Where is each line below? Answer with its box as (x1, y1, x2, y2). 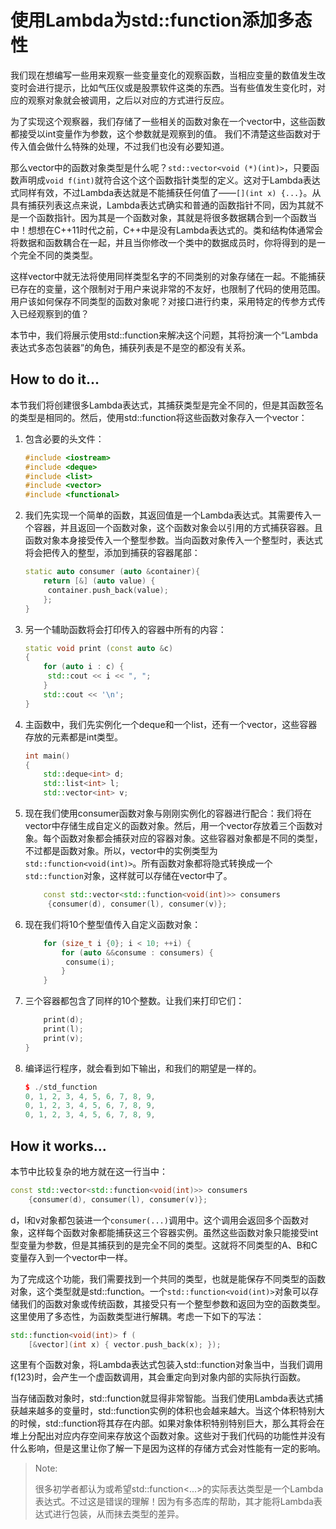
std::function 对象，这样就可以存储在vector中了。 (24, 870, 233, 881)
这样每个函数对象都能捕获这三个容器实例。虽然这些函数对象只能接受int (27, 1226, 319, 1238)
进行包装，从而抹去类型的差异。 (52, 1508, 185, 1520)
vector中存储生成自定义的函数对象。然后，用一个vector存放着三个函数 (24, 820, 315, 831)
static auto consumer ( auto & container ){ (24, 567, 201, 577)
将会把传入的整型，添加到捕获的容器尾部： (24, 547, 201, 559)
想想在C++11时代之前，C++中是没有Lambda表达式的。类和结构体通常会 (27, 224, 323, 236)
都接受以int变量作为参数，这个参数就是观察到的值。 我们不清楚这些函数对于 (10, 127, 322, 140)
